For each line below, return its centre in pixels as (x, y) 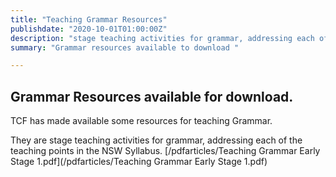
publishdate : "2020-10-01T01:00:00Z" (89, 29)
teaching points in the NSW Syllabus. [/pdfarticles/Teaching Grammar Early (165, 151)
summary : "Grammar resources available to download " (125, 47)
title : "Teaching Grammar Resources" (89, 19)
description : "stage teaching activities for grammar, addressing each (162, 38)
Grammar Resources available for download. (152, 96)
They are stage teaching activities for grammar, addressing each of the (156, 140)
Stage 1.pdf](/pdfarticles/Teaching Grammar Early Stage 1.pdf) (139, 162)
